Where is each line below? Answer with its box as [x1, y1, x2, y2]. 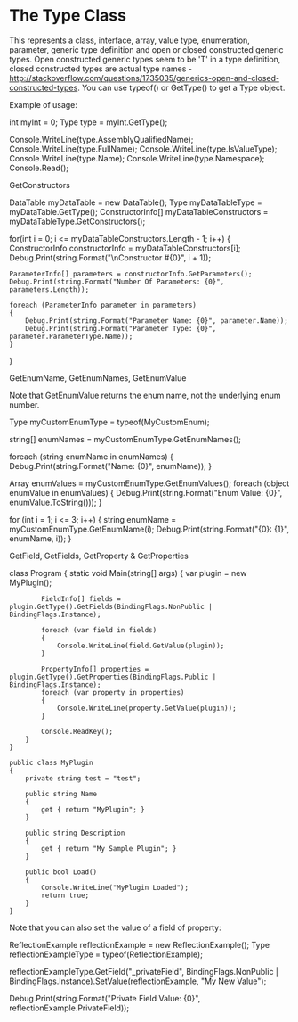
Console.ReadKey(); [41, 727, 114, 736]
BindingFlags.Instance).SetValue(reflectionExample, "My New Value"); [9, 976, 267, 986]
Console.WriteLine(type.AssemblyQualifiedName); [9, 134, 194, 144]
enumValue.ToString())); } [9, 497, 102, 507]
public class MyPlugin [9, 758, 93, 767]
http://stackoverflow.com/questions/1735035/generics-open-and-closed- [9, 72, 280, 83]
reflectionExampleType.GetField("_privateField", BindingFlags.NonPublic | [9, 966, 278, 977]
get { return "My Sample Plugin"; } [41, 844, 177, 853]
